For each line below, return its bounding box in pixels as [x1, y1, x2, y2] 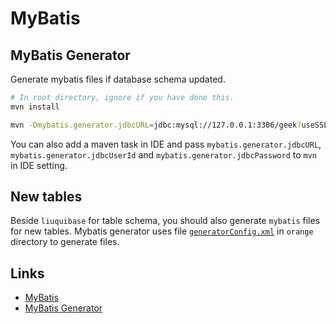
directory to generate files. [10, 236, 120, 248]
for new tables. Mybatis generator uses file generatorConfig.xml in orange [10, 225, 314, 237]
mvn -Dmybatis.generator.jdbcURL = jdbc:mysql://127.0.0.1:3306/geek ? [10, 120, 302, 130]
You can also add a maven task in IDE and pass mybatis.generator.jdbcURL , [10, 138, 322, 150]
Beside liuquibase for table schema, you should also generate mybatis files [10, 215, 321, 227]
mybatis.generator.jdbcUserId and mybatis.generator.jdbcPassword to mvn [10, 148, 318, 161]
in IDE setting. [10, 159, 68, 171]
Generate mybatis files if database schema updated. [10, 73, 226, 85]
